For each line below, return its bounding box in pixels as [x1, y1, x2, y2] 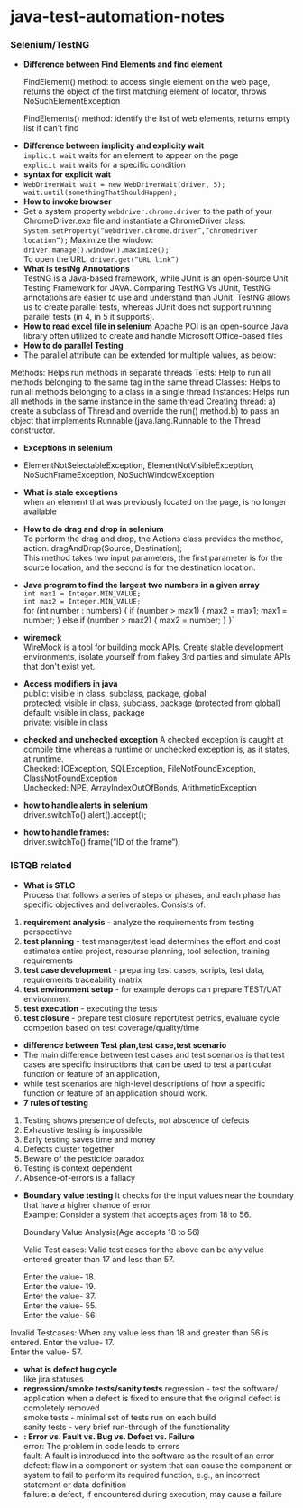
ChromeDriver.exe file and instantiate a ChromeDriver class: [23, 215, 246, 227]
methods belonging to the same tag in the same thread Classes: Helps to [10, 377, 280, 388]
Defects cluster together [23, 1143, 115, 1154]
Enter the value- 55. [23, 1299, 97, 1311]
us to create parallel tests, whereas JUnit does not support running [23, 302, 272, 313]
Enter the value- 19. [23, 1280, 96, 1291]
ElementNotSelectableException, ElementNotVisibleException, [23, 460, 255, 471]
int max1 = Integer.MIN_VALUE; [23, 589, 142, 598]
